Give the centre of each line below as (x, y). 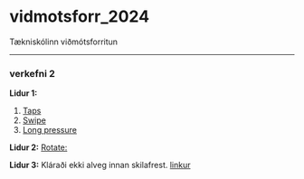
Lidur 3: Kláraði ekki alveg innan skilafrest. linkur (100, 165)
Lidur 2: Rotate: (38, 147)
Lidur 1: (24, 93)
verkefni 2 (33, 73)
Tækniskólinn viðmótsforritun (64, 42)
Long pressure (49, 130)
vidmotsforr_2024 (80, 17)
